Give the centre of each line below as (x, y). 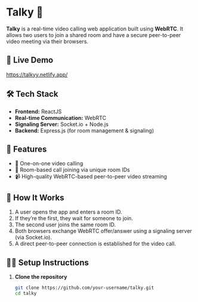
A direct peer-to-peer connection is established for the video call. (95, 244)
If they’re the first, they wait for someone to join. (74, 218)
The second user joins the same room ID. (65, 225)
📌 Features (27, 149)
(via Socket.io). (33, 238)
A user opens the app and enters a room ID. (68, 212)
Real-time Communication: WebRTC (60, 118)
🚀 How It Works (35, 197)
